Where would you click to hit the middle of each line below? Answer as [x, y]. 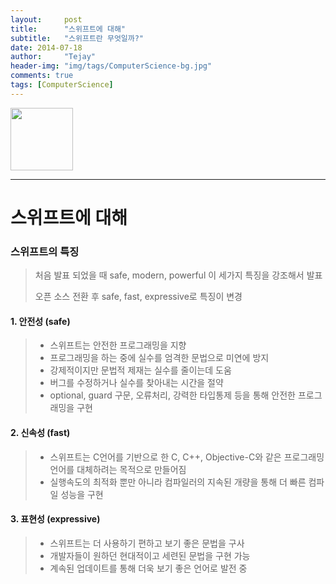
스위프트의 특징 [45, 251]
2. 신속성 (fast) [40, 433]
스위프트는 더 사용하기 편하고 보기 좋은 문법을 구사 [147, 543]
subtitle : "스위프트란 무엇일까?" [77, 38]
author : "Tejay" [53, 57]
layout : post [46, 19]
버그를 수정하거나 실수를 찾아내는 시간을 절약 [136, 383]
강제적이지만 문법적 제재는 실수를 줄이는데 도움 [140, 370]
